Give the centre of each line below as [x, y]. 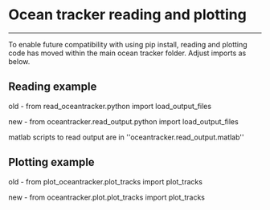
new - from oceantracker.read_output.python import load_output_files [123, 121]
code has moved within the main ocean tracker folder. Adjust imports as [127, 53]
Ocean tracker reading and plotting [127, 15]
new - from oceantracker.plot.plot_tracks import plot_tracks [107, 197]
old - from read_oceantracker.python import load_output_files [110, 106]
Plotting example [51, 162]
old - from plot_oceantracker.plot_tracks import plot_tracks [106, 181]
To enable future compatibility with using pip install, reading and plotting [128, 44]
